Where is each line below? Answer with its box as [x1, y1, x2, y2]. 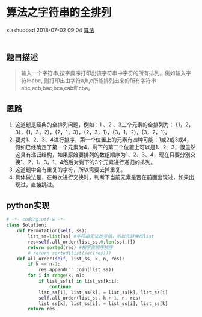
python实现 [6, 200, 50, 211]
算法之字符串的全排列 [6, 5, 112, 19]
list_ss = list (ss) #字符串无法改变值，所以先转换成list [28, 233, 155, 239]
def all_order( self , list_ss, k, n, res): [17, 256, 125, 262]
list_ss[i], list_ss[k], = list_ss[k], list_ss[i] [38, 289, 168, 295]
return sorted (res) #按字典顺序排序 [28, 244, 113, 250]
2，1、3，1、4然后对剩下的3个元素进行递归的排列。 [28, 158, 156, 165]
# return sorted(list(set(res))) [28, 250, 112, 256]
